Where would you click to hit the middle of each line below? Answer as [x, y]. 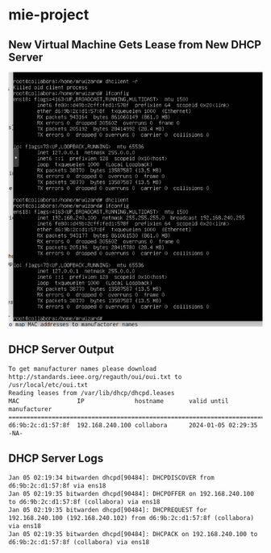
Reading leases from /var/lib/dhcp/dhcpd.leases [92, 393]
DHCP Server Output [61, 349]
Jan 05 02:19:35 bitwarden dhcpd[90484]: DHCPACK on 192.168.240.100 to [133, 534]
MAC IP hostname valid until [119, 401]
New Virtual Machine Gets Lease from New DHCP [135, 45]
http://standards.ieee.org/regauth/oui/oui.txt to [95, 377]
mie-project [49, 15]
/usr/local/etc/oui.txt [48, 385]
